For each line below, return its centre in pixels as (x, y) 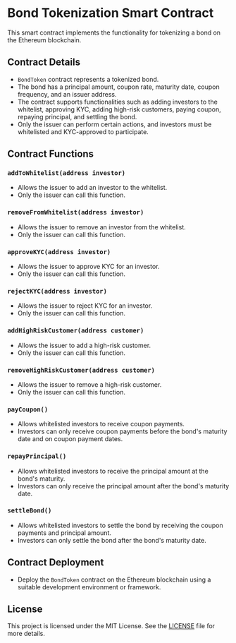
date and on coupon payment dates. (70, 439)
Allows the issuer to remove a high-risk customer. (89, 384)
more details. (26, 634)
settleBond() (30, 511)
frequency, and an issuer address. (67, 94)
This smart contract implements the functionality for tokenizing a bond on (114, 32)
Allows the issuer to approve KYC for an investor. (88, 267)
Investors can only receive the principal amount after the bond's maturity (123, 486)
